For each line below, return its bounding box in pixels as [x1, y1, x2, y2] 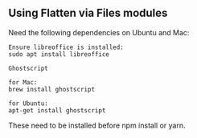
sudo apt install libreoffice [8, 50, 110, 59]
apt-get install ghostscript [8, 106, 106, 115]
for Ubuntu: [8, 99, 48, 108]
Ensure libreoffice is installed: [8, 43, 125, 51]
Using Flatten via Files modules [8, 6, 168, 20]
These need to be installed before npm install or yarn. [8, 120, 186, 130]
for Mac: [8, 78, 38, 87]
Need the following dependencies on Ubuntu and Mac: [8, 27, 190, 37]
